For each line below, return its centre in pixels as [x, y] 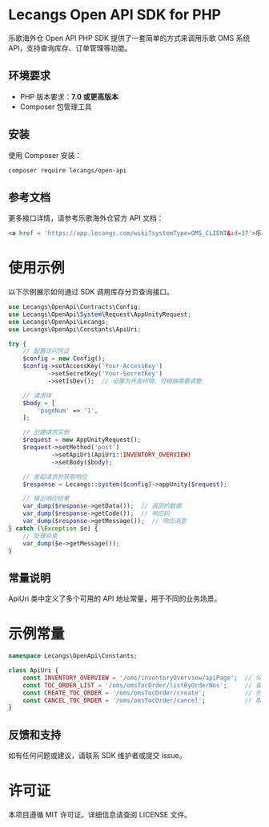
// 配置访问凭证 [46, 351]
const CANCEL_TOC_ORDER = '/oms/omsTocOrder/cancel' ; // [137, 700]
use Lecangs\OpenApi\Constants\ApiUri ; [75, 329]
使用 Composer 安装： [45, 155]
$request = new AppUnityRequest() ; [82, 440]
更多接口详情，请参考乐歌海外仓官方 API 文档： [86, 218]
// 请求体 [37, 395]
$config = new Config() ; [64, 359]
